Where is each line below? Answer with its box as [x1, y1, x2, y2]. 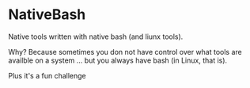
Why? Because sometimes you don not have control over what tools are [8, 47, 243, 56]
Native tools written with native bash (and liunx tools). [8, 32, 184, 41]
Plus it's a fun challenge [8, 71, 87, 80]
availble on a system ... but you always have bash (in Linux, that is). [8, 55, 228, 65]
